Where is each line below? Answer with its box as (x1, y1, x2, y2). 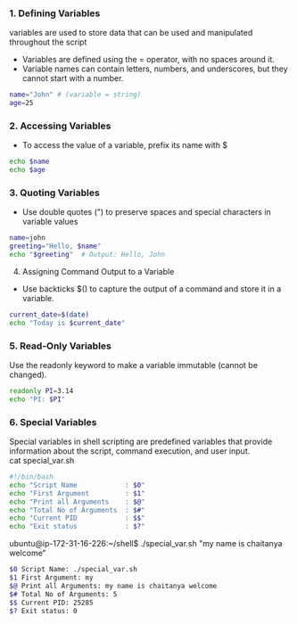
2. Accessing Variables (9, 119, 111, 132)
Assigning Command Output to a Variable (21, 267, 175, 277)
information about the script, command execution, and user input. (9, 446, 251, 456)
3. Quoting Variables (9, 186, 100, 199)
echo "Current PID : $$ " (9, 513, 145, 523)
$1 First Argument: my (9, 573, 94, 582)
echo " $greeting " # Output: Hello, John (9, 250, 166, 259)
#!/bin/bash (9, 472, 54, 481)
